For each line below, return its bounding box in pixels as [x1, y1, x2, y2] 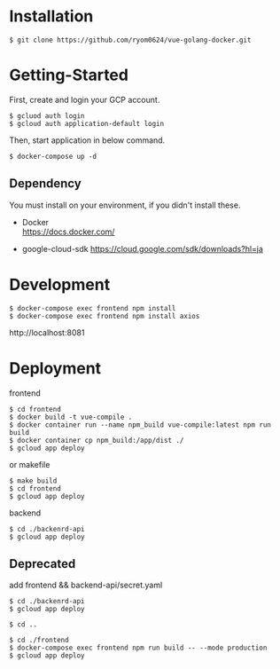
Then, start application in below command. [9, 135, 166, 146]
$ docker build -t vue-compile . [9, 413, 133, 421]
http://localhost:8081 [9, 327, 85, 338]
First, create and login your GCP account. [9, 94, 160, 105]
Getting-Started [9, 65, 128, 85]
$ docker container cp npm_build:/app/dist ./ [9, 436, 184, 445]
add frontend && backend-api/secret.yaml [9, 579, 163, 591]
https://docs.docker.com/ [21, 226, 115, 237]
